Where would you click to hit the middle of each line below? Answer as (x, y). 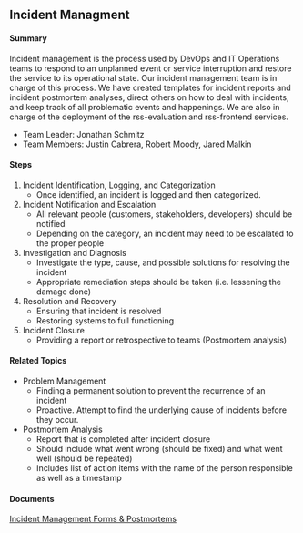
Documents (32, 498)
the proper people (70, 243)
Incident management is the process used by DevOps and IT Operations (145, 58)
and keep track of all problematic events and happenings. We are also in (145, 107)
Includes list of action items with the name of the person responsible (164, 468)
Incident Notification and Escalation (89, 204)
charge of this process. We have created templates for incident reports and (150, 87)
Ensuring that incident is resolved (99, 311)
